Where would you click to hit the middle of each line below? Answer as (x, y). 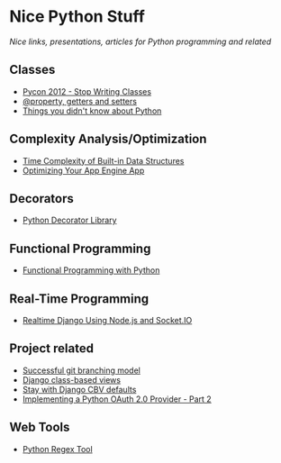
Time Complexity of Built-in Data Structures (103, 160)
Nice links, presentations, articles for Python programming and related (140, 41)
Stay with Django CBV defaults (79, 389)
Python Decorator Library (69, 220)
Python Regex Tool (57, 449)
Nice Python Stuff (77, 17)
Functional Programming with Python (91, 270)
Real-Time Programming (79, 299)
